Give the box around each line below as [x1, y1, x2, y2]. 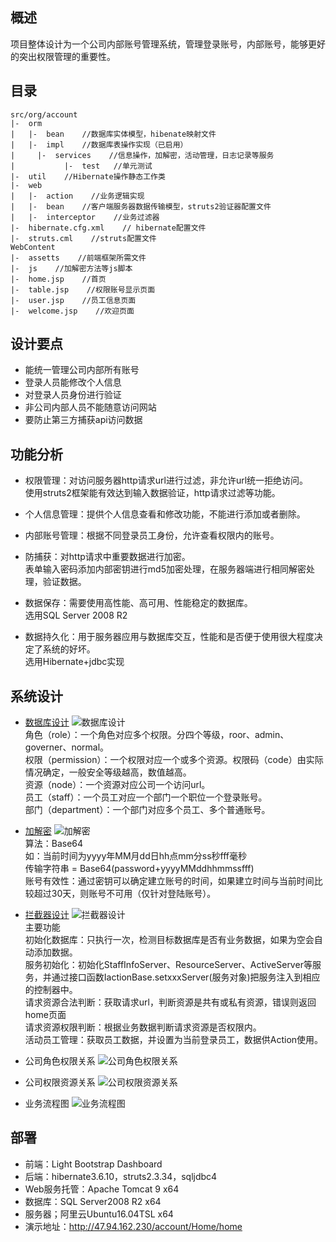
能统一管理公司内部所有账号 [24, 364, 140, 376]
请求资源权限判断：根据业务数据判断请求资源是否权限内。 [24, 1021, 262, 1033]
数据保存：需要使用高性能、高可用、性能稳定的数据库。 [24, 597, 253, 609]
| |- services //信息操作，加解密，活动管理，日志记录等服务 [10, 150, 275, 160]
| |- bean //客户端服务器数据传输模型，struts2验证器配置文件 [10, 201, 272, 212]
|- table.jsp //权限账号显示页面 [10, 284, 156, 295]
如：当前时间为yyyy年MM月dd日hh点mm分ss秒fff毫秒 [24, 850, 248, 862]
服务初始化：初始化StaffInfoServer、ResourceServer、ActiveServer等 [24, 959, 313, 971]
